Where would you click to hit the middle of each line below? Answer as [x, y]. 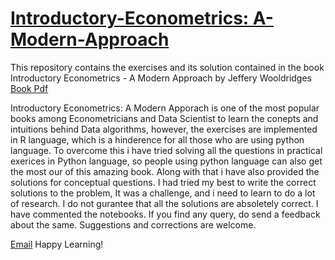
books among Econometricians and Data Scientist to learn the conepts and [164, 118]
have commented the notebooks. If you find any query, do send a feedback [165, 214]
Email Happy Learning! [57, 244]
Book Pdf [29, 88]
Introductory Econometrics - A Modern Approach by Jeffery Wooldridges [161, 78]
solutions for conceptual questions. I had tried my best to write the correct [163, 182]
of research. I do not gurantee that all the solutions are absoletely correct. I [164, 203]
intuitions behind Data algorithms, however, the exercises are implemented [164, 129]
